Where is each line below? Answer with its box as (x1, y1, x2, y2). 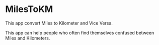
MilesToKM (5, 3, 53, 15)
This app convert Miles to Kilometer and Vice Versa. (5, 20, 113, 26)
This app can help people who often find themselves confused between (5, 29, 154, 35)
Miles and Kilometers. (5, 35, 50, 41)
